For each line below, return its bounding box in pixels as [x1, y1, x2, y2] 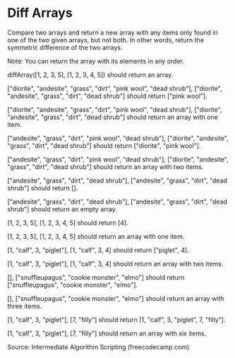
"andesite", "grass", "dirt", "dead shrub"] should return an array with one [7, 113, 219, 121]
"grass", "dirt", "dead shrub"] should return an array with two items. [7, 162, 204, 171]
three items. [7, 302, 42, 310]
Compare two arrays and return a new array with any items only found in [7, 28, 219, 37]
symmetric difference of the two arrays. [7, 43, 123, 51]
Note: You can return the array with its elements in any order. [7, 56, 185, 65]
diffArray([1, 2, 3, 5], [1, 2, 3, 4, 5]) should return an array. [7, 70, 174, 79]
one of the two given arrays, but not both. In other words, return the [7, 35, 205, 44]
